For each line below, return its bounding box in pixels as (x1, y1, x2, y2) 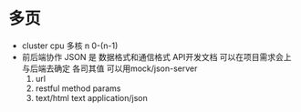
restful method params (35, 83, 121, 94)
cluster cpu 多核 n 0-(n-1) (21, 40, 119, 51)
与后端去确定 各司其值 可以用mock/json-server (21, 63, 198, 74)
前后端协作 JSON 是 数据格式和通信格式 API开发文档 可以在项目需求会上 (21, 51, 293, 62)
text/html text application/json (35, 92, 148, 103)
